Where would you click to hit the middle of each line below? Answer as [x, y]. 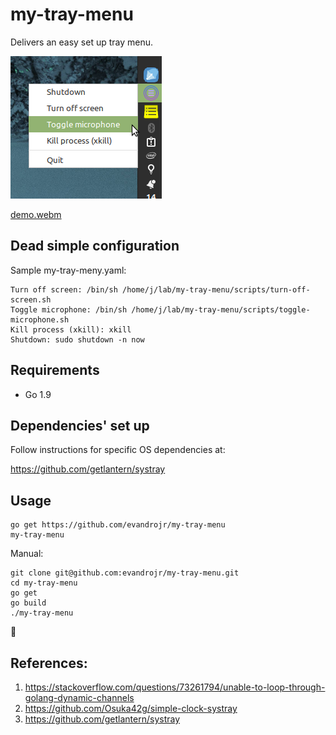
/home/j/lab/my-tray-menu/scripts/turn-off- [216, 289]
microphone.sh [40, 319]
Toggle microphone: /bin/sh [69, 309]
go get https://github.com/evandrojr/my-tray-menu [118, 525]
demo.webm [36, 214]
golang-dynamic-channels [79, 697]
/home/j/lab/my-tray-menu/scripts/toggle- [221, 309]
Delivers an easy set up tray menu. [82, 42]
